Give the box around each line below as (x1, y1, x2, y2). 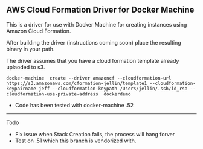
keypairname (6, 86, 36, 92)
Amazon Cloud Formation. (6, 27, 71, 34)
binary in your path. (6, 45, 55, 52)
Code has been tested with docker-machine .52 (14, 101, 134, 109)
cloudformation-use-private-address (6, 90, 98, 97)
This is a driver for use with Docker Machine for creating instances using (6, 21, 187, 28)
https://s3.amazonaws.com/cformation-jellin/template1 (6, 80, 147, 86)
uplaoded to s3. (6, 63, 45, 71)
